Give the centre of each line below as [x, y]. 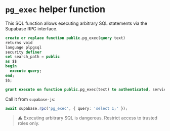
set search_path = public [32, 57]
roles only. [28, 123]
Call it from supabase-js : [30, 99]
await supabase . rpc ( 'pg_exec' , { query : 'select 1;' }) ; [67, 108]
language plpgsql [24, 47]
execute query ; [26, 71]
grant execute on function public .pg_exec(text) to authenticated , [78, 90]
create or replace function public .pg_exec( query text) [65, 38]
